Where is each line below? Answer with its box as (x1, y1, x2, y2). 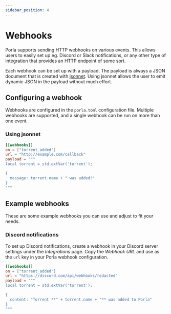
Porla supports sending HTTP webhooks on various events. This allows (5, 47, 156, 53)
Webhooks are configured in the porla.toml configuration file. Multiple (5, 107, 154, 113)
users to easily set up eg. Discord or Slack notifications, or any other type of (5, 52, 166, 58)
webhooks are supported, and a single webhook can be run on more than (5, 113, 160, 119)
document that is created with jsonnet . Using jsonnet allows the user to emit (5, 73, 165, 79)
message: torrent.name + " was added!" (10, 175, 95, 180)
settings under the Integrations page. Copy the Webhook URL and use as (5, 248, 160, 254)
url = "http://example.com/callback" (5, 152, 86, 157)
